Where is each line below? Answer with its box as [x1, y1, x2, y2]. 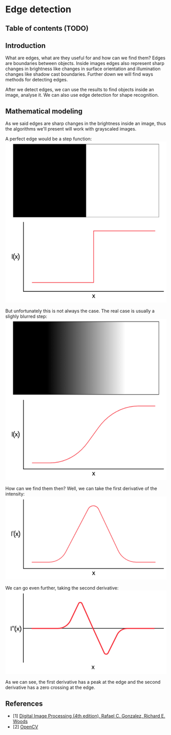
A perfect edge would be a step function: [5, 136, 92, 142]
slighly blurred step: [5, 313, 48, 319]
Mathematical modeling [5, 106, 83, 116]
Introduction [5, 41, 46, 50]
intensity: [5, 491, 25, 497]
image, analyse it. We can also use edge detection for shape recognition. [5, 92, 159, 98]
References [5, 699, 43, 708]
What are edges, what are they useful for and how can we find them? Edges [5, 55, 165, 61]
